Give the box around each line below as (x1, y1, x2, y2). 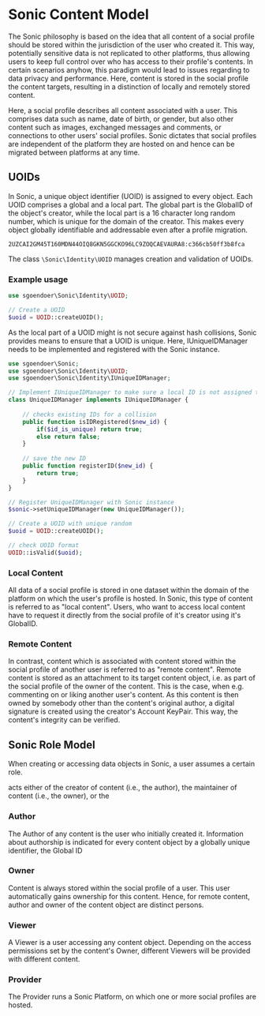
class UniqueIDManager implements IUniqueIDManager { (8, 396, 189, 404)
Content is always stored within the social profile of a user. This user (8, 883, 230, 893)
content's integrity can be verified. (8, 715, 121, 725)
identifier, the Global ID (8, 845, 83, 855)
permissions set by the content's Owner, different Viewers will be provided (8, 946, 251, 956)
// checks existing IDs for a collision (22, 411, 157, 418)
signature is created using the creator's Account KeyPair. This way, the (8, 707, 238, 716)
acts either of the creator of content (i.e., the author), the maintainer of (8, 783, 237, 793)
